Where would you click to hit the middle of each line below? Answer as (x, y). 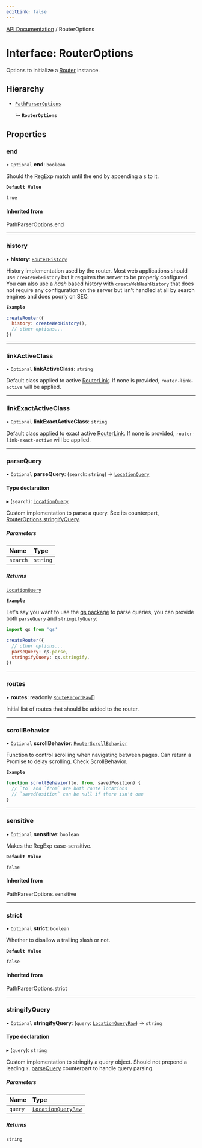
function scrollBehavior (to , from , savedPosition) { (74, 783)
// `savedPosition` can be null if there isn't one (78, 794)
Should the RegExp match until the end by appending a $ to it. (83, 176)
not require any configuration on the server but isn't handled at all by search (100, 290)
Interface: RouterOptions (70, 53)
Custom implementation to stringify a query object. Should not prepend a (97, 1062)
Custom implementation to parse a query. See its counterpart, (83, 513)
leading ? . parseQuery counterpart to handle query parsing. (80, 1068)
